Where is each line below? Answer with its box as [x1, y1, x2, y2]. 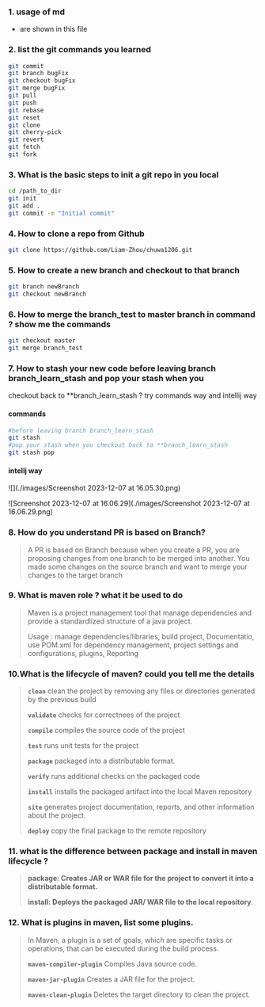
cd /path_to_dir [8, 187, 62, 196]
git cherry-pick [8, 128, 62, 136]
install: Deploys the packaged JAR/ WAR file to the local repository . [27, 898, 254, 907]
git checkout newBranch [8, 290, 87, 299]
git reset [8, 113, 41, 121]
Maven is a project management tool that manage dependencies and [27, 608, 252, 617]
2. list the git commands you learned [8, 44, 152, 55]
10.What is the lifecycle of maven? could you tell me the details [8, 668, 255, 679]
